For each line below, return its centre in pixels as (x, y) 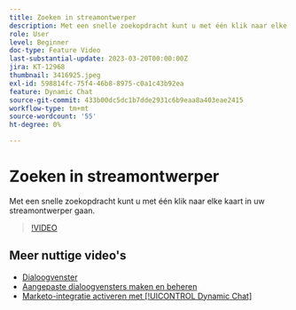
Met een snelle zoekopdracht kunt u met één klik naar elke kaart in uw (137, 201)
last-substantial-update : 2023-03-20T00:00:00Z (99, 59)
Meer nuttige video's (68, 255)
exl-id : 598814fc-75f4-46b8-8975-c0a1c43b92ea (97, 83)
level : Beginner (39, 42)
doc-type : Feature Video (55, 51)
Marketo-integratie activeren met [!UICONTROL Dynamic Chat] (137, 296)
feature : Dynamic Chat (51, 91)
